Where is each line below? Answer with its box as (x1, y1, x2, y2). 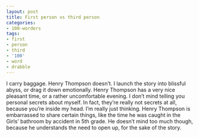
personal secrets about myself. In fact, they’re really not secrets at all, (6, 99, 177, 106)
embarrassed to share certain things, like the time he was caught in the (6, 111, 181, 119)
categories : (6, 20, 36, 26)
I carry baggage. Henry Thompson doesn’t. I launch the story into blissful (6, 80, 186, 87)
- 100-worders (6, 25, 42, 31)
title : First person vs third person (6, 14, 100, 20)
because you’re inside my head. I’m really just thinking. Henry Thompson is (6, 105, 191, 113)
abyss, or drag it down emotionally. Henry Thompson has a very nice (6, 87, 176, 94)
